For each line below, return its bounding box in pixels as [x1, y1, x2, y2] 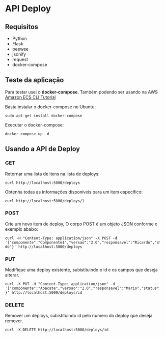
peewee [12, 46, 28, 52]
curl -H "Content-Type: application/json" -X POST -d [5, 236, 118, 241]
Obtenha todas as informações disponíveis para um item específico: [5, 189, 143, 195]
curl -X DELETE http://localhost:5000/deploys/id [5, 328, 109, 333]
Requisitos [5, 23, 38, 31]
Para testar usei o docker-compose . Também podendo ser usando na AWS [5, 89, 158, 95]
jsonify [12, 51, 26, 57]
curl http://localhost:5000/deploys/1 [5, 198, 84, 203]
